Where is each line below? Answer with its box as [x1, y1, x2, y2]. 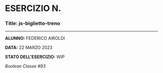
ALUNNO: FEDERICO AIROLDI [5, 36, 65, 41]
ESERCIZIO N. [5, 3, 62, 14]
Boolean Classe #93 [5, 63, 46, 69]
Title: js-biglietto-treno [5, 20, 61, 27]
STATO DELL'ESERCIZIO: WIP [5, 54, 65, 60]
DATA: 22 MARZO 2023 [5, 45, 52, 50]
